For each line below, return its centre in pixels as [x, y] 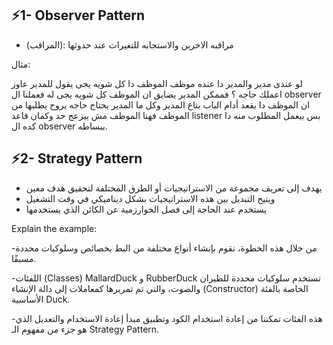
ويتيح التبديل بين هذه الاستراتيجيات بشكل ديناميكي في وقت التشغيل [150, 198]
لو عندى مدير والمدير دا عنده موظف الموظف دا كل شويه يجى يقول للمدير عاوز [157, 83]
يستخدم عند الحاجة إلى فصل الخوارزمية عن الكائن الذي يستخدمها [146, 209]
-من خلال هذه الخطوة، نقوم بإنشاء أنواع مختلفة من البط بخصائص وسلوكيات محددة [164, 248]
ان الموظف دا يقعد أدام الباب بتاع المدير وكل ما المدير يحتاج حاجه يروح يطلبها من [161, 104]
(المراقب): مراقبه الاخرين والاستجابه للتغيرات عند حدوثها [129, 44]
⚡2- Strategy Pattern [77, 158]
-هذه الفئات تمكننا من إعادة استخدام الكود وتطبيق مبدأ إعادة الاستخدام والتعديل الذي [167, 318]
